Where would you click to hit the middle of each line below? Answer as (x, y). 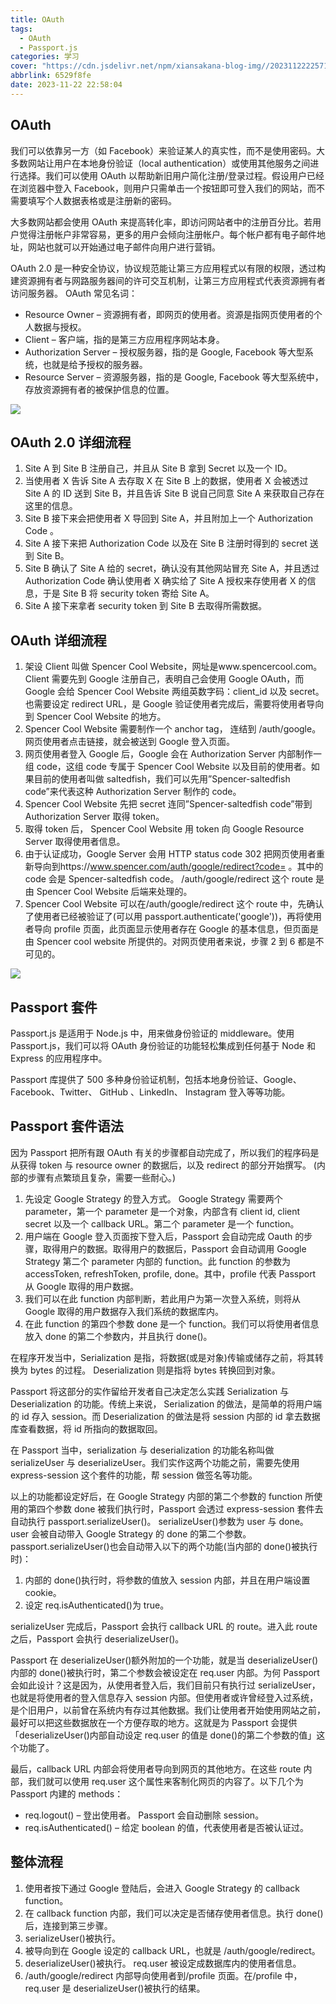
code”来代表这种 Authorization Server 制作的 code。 (133, 792)
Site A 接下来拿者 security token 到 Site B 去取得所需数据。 (146, 606)
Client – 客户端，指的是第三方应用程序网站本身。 (124, 339)
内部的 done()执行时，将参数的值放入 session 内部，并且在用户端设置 (167, 1580)
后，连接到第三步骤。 (68, 1925)
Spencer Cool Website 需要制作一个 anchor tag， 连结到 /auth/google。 (173, 729)
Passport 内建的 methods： (67, 1793)
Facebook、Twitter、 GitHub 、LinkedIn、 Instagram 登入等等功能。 (150, 1092)
